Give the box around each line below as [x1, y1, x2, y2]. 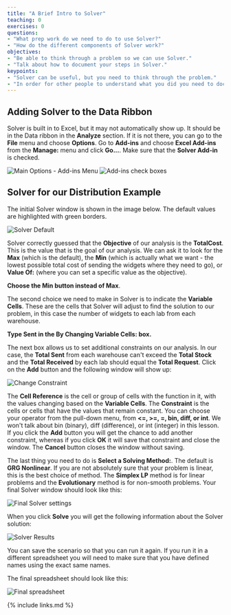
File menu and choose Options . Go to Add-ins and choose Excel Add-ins [7, 139, 217, 147]
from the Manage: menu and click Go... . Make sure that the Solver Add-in [7, 146, 218, 155]
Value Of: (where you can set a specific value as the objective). [7, 268, 188, 276]
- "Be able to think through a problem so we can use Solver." [7, 55, 192, 62]
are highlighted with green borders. [7, 212, 107, 220]
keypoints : [7, 67, 38, 74]
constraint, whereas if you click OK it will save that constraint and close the [7, 435, 220, 444]
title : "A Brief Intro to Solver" [7, 10, 107, 17]
